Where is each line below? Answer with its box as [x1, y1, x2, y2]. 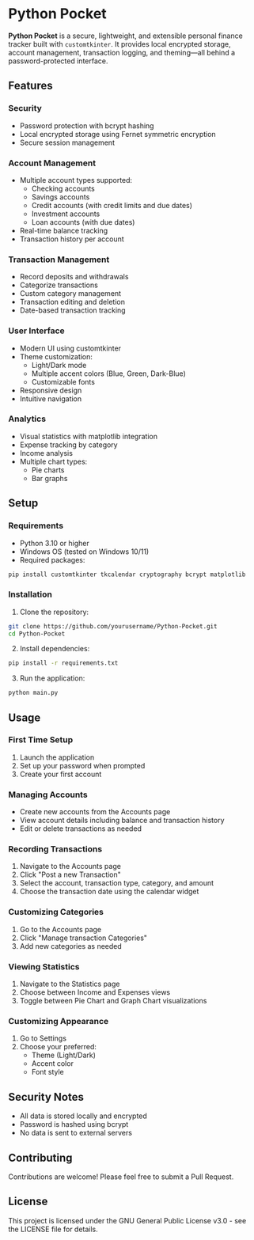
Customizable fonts [31, 377, 95, 386]
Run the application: [19, 673, 85, 683]
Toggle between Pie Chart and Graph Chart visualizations [19, 996, 207, 1006]
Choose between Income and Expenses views [19, 988, 171, 997]
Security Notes [8, 1090, 85, 1104]
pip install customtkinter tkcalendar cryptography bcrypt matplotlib [8, 571, 246, 578]
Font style [31, 1067, 65, 1077]
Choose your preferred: [19, 1042, 97, 1052]
